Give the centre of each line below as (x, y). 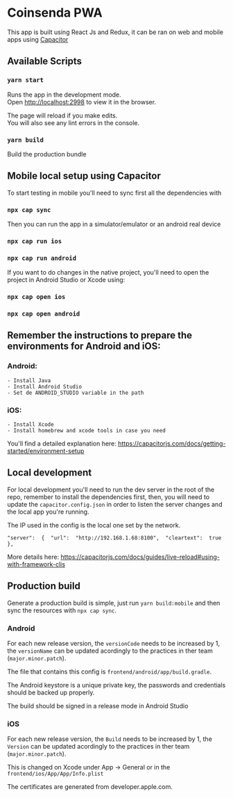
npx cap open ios (36, 297)
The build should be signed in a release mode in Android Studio (98, 706)
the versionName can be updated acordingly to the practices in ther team (110, 651)
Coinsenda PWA (55, 13)
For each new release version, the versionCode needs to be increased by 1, (114, 643)
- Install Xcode (31, 425)
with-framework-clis (36, 564)
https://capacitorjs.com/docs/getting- (172, 443)
